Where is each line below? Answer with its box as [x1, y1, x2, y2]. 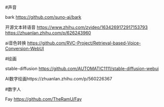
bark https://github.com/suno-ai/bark [5, 14, 82, 20]
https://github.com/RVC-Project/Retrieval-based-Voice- [27, 40, 141, 46]
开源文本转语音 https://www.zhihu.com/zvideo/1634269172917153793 [5, 24, 148, 30]
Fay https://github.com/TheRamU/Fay [5, 96, 82, 102]
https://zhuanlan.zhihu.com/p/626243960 [5, 30, 91, 36]
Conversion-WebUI [5, 46, 44, 51]
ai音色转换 [5, 40, 26, 46]
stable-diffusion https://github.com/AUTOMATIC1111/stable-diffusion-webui [5, 66, 159, 71]
